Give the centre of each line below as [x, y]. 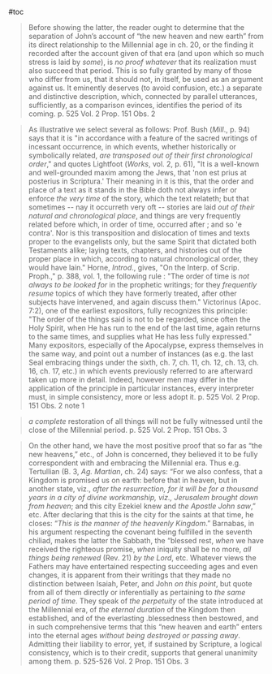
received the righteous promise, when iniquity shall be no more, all [140, 549]
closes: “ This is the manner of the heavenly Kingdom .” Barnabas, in [141, 523]
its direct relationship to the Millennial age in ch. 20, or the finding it [141, 45]
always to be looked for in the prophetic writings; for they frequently [142, 285]
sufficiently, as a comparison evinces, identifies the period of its [135, 105]
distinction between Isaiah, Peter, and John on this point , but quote [140, 583]
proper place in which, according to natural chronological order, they [143, 259]
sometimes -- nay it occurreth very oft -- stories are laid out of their [141, 207]
